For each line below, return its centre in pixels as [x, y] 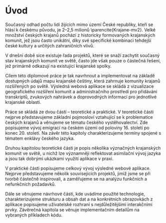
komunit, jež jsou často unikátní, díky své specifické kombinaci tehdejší [78, 40]
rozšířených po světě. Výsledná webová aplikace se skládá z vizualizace [80, 86]
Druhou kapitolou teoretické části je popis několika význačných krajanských [83, 148]
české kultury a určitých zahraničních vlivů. [50, 45]
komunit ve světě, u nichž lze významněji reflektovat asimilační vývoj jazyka [83, 153]
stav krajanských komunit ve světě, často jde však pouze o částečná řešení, [83, 60]
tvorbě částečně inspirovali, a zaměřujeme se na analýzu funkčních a [76, 179]
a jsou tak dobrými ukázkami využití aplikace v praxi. [59, 158]
